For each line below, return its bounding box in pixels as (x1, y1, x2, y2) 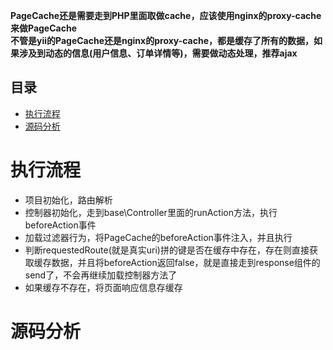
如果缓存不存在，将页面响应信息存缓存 (24, 281, 183, 293)
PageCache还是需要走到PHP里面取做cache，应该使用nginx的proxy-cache (10, 10, 322, 21)
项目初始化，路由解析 (24, 194, 113, 206)
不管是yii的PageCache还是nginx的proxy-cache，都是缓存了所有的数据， (10, 35, 315, 46)
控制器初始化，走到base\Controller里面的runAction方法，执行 (24, 206, 278, 218)
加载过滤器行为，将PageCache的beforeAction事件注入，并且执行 (24, 231, 293, 243)
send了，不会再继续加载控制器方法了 (24, 269, 178, 281)
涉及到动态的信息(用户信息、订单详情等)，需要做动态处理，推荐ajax (18, 47, 298, 59)
